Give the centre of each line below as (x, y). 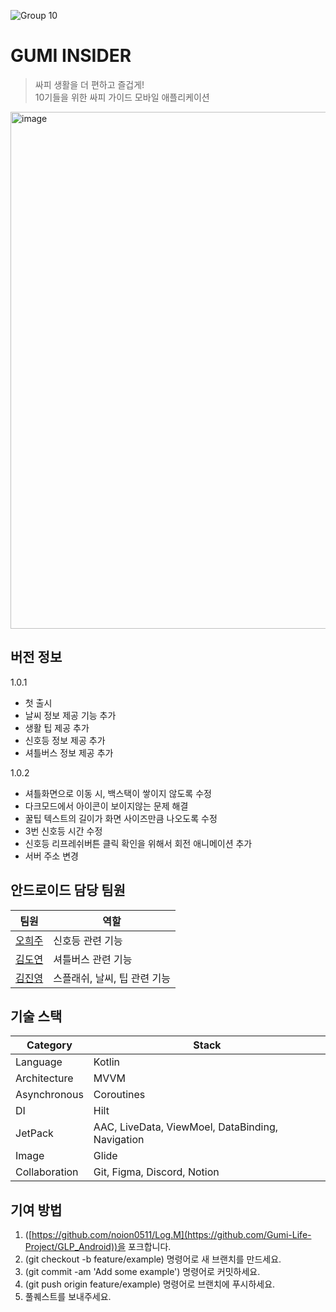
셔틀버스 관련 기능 (93, 959)
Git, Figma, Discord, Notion (156, 1172)
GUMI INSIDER (71, 56)
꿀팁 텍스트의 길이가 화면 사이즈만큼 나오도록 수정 (121, 818)
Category (49, 1045)
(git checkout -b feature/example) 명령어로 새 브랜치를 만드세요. (153, 1259)
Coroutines (119, 1095)
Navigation (119, 1140)
